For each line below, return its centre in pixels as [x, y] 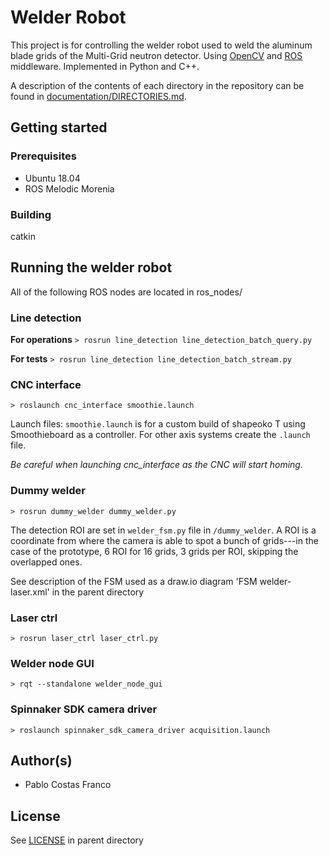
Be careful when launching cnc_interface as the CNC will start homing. [156, 465]
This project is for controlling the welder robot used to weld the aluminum [161, 45]
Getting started [59, 127]
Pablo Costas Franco [68, 785]
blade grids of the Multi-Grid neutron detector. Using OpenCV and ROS [156, 55]
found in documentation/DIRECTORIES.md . [98, 96]
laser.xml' [30, 592]
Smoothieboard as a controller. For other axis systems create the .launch [160, 435]
